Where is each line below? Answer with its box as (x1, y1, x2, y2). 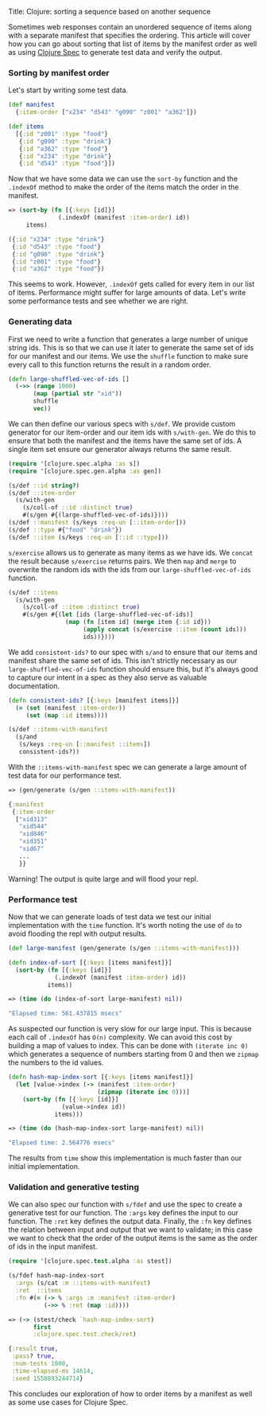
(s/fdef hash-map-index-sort (8, 1272, 105, 1280)
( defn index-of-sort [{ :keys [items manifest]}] (8, 958, 172, 966)
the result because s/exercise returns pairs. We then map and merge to (8, 556, 237, 566)
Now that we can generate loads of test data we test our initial (8, 912, 212, 922)
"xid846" (18, 830, 48, 838)
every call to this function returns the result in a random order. (8, 360, 211, 369)
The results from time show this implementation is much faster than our (8, 1153, 242, 1163)
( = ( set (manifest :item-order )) (15, 704, 126, 711)
